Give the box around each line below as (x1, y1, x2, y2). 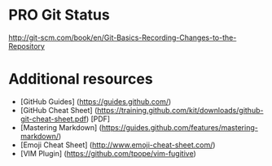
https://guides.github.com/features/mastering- (101, 122, 258, 132)
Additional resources (8, 70, 153, 89)
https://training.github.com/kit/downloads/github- (97, 105, 264, 115)
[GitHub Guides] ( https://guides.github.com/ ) (20, 96, 172, 107)
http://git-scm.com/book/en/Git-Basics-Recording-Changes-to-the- (8, 33, 237, 42)
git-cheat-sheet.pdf (20, 114, 87, 124)
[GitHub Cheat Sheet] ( (20, 105, 98, 115)
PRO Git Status (8, 6, 110, 24)
